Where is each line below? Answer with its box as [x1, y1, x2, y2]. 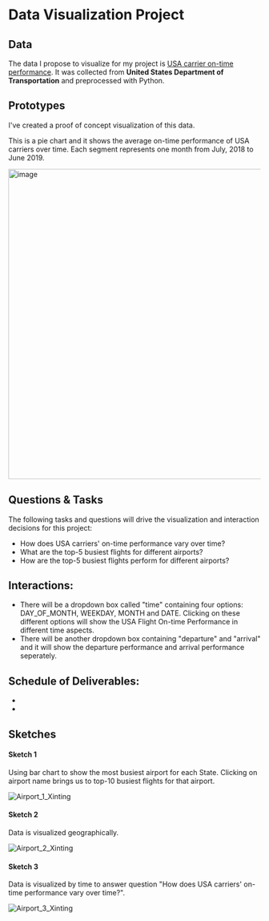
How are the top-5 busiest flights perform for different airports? [19, 555, 230, 565]
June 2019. [8, 152, 46, 162]
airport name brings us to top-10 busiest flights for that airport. [8, 776, 215, 786]
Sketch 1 [8, 749, 38, 759]
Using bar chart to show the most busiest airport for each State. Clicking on [8, 767, 258, 777]
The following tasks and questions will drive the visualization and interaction [8, 515, 260, 524]
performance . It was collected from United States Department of [8, 67, 224, 77]
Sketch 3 [8, 862, 38, 871]
